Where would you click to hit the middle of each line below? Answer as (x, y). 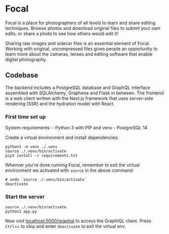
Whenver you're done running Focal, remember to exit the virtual (72, 165)
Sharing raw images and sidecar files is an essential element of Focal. (78, 43)
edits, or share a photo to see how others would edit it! (62, 33)
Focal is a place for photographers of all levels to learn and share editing (80, 23)
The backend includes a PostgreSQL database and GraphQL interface (78, 87)
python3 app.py (21, 212)
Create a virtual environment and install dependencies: (62, 137)
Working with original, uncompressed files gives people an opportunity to (81, 49)
